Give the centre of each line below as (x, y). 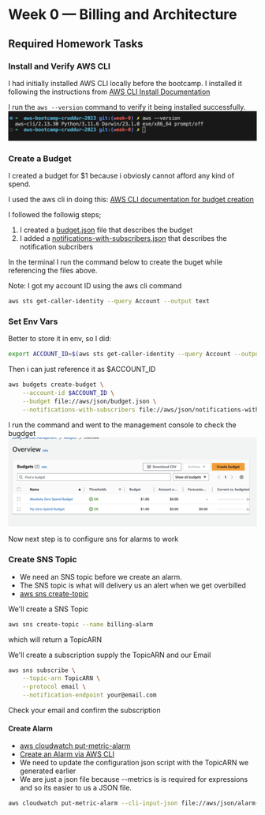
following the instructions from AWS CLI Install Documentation (109, 92)
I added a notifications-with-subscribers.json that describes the (123, 238)
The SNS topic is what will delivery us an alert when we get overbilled (132, 585)
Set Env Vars (33, 321)
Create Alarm (30, 728)
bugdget (22, 433)
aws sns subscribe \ (42, 670)
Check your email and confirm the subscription (84, 710)
